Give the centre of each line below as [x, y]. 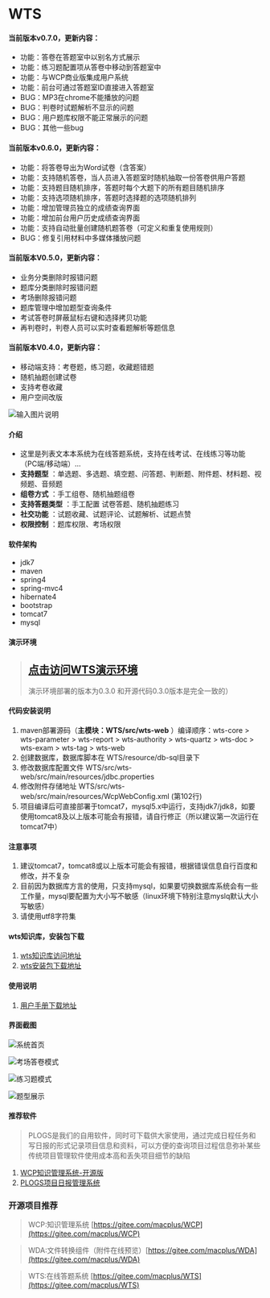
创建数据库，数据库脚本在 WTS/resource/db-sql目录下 [110, 758]
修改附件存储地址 [48, 786]
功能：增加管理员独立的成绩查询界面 [80, 207]
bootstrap [36, 605]
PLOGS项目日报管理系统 [60, 1183]
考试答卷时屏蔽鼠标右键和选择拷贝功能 [83, 317]
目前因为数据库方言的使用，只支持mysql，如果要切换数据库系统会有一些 [139, 886]
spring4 [33, 580]
